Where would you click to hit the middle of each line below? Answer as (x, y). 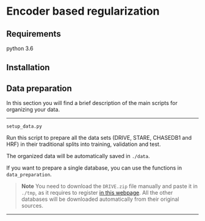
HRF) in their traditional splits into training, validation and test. (84, 144)
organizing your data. (33, 110)
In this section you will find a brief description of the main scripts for (92, 103)
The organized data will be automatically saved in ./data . (78, 156)
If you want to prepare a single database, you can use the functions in (94, 168)
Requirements (34, 34)
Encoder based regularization (83, 11)
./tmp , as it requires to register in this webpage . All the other (97, 193)
